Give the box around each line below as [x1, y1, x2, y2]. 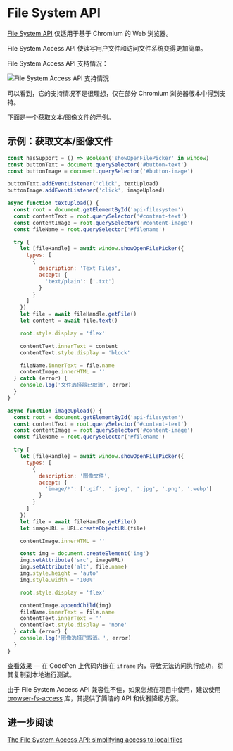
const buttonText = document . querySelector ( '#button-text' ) [7, 161, 188, 168]
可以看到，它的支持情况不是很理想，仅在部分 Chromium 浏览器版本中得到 [7, 89, 220, 97]
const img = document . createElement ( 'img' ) [20, 550, 150, 557]
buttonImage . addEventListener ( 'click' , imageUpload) [7, 187, 165, 194]
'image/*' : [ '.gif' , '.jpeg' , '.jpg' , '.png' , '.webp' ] [44, 485, 213, 492]
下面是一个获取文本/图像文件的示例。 [7, 113, 115, 121]
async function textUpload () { [7, 199, 99, 207]
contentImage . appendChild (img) [20, 602, 112, 609]
